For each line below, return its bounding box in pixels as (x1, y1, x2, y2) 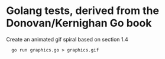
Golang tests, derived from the (6, 4, 160, 18)
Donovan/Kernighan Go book (6, 16, 152, 30)
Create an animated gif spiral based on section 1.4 (6, 36, 128, 43)
